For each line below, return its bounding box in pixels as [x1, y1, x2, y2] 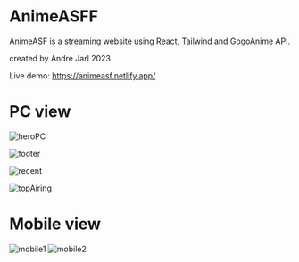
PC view [9, 102, 71, 122]
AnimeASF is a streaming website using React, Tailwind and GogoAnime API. [9, 36, 291, 46]
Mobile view [9, 214, 101, 234]
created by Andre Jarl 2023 [9, 53, 112, 63]
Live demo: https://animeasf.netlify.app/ [9, 70, 156, 81]
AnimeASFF [9, 6, 98, 27]
